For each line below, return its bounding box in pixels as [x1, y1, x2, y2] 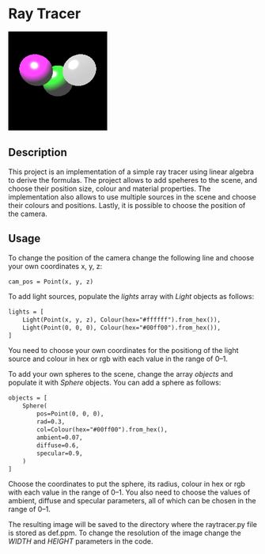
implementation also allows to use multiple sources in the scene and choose [8, 192, 257, 202]
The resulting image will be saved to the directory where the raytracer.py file [8, 519, 257, 529]
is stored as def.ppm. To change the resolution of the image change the [8, 528, 241, 537]
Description [8, 146, 67, 159]
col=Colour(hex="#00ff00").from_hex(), [36, 425, 168, 434]
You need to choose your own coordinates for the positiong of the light [8, 345, 239, 355]
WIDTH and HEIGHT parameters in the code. [8, 536, 153, 546]
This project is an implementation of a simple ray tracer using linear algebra [8, 167, 255, 176]
